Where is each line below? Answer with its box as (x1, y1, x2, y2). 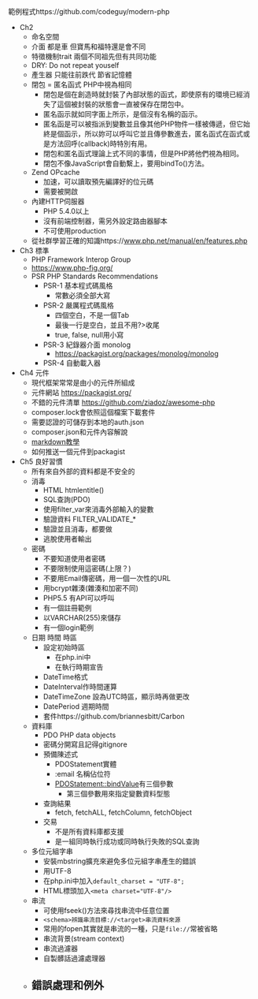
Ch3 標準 (19, 246, 50, 255)
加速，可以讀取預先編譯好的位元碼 (42, 177, 154, 186)
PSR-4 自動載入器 (42, 358, 101, 367)
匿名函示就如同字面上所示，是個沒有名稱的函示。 (42, 110, 202, 118)
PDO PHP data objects (42, 730, 116, 740)
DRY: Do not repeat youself (31, 61, 120, 69)
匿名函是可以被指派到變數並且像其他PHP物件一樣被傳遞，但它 (42, 119, 244, 129)
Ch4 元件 (19, 368, 50, 377)
